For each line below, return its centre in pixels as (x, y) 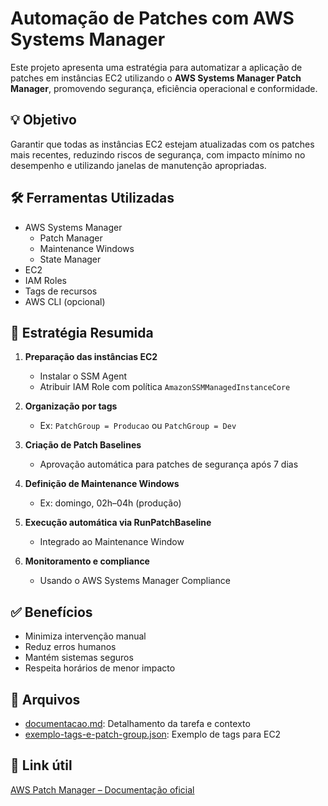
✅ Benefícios (51, 612)
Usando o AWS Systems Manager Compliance (135, 581)
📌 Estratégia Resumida (82, 332)
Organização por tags (71, 406)
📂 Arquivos (45, 699)
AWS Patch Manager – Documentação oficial (102, 789)
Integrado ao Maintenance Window (112, 542)
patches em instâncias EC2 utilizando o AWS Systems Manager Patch (156, 78)
